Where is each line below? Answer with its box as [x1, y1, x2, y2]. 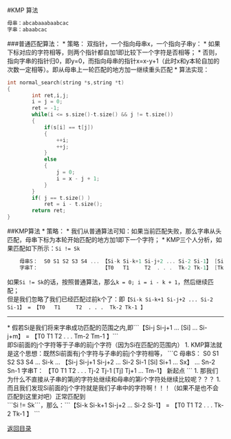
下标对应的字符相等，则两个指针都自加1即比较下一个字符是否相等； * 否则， [7, 48, 221, 57]
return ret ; [32, 207, 67, 214]
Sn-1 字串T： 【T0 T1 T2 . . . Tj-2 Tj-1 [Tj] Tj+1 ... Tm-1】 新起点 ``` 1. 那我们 [7, 366, 219, 374]
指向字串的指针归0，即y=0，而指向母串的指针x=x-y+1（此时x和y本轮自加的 [7, 57, 220, 65]
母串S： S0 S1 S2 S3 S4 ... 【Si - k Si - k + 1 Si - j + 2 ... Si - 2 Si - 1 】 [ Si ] [19, 258, 227, 265]
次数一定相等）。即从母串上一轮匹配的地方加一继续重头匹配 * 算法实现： [7, 65, 210, 74]
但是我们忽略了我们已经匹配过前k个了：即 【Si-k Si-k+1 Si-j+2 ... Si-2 [7, 295, 213, 303]
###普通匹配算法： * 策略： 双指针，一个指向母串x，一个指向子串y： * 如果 [7, 39, 221, 48]
